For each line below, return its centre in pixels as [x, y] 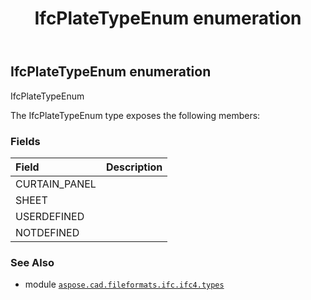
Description [134, 167]
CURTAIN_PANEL [56, 184]
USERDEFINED [50, 216]
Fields [25, 141]
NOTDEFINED [47, 232]
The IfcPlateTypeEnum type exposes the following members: [135, 115]
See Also [32, 262]
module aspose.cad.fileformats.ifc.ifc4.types [124, 284]
